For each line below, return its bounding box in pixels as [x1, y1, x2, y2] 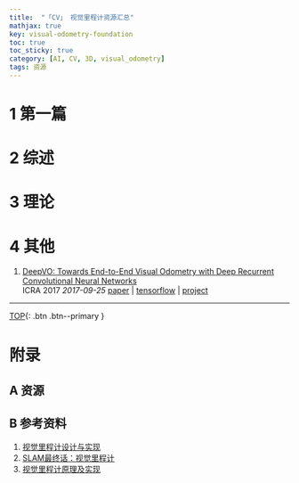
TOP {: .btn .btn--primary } [9, 311, 105, 322]
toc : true [9, 37, 46, 47]
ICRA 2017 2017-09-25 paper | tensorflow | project [21, 285, 209, 296]
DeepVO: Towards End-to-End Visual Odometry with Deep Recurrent [21, 266, 274, 277]
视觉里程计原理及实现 [21, 463, 101, 474]
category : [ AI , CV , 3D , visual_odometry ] [9, 54, 166, 63]
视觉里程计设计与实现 [21, 441, 101, 452]
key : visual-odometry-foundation [9, 29, 133, 38]
